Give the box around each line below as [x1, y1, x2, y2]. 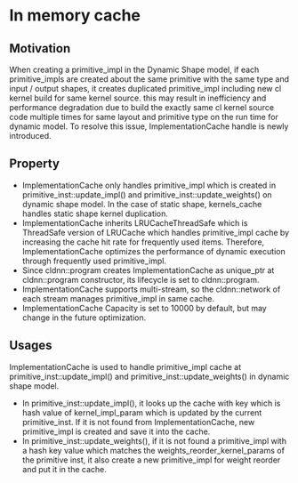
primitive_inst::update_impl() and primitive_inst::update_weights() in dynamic [9, 371, 290, 382]
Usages [9, 338, 52, 353]
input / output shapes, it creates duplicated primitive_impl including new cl [9, 84, 282, 93]
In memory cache [9, 5, 141, 26]
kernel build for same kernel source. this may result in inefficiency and [9, 93, 267, 103]
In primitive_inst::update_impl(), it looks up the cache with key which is [21, 398, 281, 408]
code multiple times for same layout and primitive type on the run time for [9, 112, 278, 122]
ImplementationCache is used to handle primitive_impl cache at [9, 361, 242, 372]
